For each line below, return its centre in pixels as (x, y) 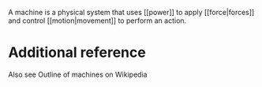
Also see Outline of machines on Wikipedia (78, 74)
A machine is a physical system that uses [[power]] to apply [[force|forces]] (131, 12)
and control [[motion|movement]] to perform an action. (97, 21)
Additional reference (77, 53)
